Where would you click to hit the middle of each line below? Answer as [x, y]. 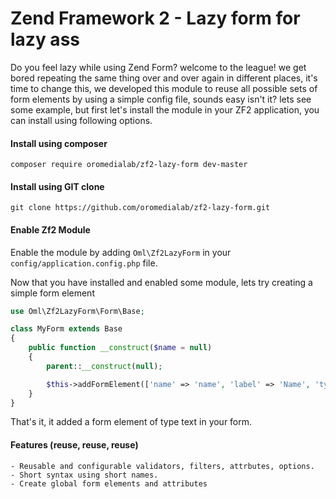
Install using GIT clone [57, 186]
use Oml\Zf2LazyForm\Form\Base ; [77, 311]
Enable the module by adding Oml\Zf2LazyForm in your [121, 252]
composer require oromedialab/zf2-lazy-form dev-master [129, 165]
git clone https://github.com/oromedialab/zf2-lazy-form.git [140, 208]
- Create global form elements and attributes [109, 483]
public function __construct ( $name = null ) [120, 348]
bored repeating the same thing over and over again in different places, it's [164, 78]
